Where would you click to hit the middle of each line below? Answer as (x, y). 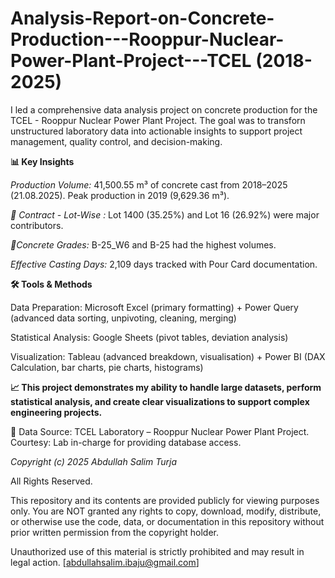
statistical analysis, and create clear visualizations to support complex (160, 401)
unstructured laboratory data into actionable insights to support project (156, 131)
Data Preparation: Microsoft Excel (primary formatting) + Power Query (154, 307)
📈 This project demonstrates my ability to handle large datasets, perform (166, 387)
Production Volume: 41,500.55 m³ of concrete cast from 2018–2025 (149, 184)
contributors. (37, 225)
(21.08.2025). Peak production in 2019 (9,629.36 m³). (120, 195)
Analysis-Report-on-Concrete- (142, 18)
